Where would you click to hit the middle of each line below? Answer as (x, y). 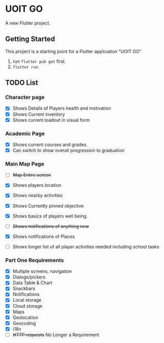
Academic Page (25, 133)
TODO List (22, 83)
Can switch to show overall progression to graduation (69, 150)
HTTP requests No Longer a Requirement (56, 334)
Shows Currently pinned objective (48, 206)
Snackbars (24, 288)
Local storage (27, 300)
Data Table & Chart (32, 283)
